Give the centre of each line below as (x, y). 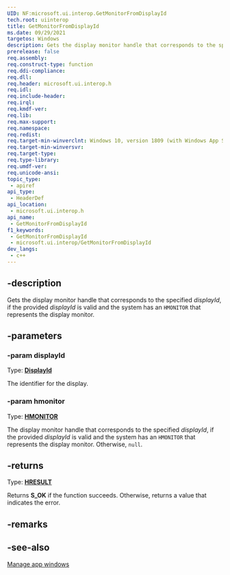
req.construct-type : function (50, 64)
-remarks (27, 524)
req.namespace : (29, 128)
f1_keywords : (26, 230)
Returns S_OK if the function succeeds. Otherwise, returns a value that (107, 496)
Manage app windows (38, 564)
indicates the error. (34, 503)
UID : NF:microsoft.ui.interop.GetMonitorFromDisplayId (87, 13)
